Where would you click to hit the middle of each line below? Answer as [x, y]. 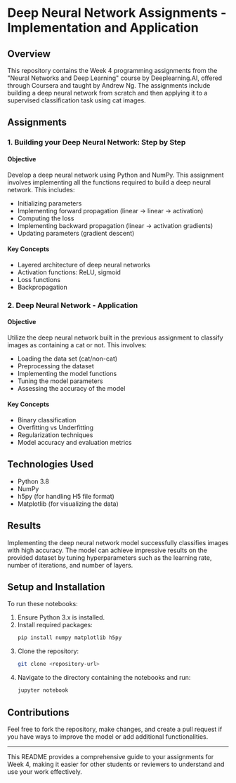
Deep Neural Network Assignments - [117, 13]
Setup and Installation [56, 587]
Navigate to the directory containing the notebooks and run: [104, 678]
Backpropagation [42, 287]
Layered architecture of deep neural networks [84, 265]
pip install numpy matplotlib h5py [70, 638]
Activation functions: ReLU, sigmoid [69, 272]
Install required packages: [55, 625]
